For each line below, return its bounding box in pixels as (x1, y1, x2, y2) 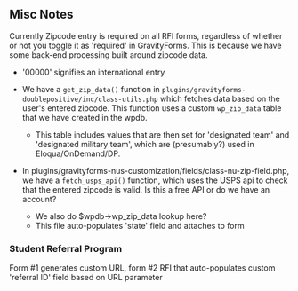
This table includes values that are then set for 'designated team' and (35, 129, 290, 140)
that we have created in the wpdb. (21, 112, 149, 122)
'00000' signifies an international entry (21, 67, 165, 77)
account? (21, 193, 57, 204)
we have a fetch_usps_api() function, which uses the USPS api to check (21, 175, 288, 185)
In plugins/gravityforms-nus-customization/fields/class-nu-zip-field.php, (21, 165, 290, 176)
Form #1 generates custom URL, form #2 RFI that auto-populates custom (9, 263, 276, 273)
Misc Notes (9, 7, 74, 22)
